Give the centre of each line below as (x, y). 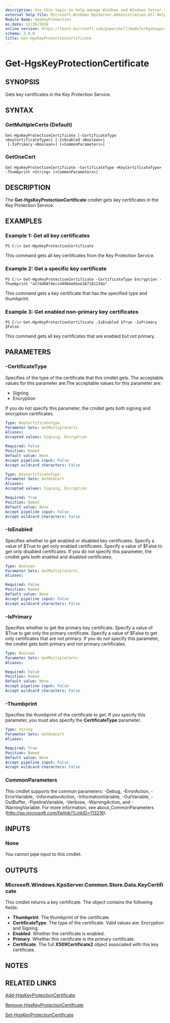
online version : (22, 29)
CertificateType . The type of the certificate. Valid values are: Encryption (88, 922)
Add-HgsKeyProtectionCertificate (40, 995)
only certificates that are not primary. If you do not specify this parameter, (82, 638)
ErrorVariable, (20, 796)
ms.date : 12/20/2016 (27, 24)
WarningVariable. (23, 807)
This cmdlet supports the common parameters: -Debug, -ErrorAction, (78, 791)
